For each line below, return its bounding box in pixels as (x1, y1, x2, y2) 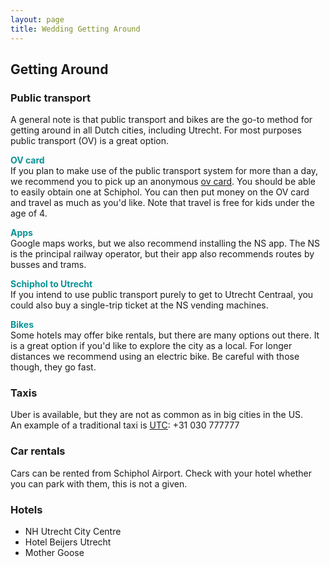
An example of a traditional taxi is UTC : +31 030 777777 (10, 419, 240, 431)
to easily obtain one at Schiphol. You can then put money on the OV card (10, 186, 310, 198)
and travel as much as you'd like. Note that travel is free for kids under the (10, 197, 315, 209)
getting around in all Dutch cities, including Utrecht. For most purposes (10, 124, 302, 136)
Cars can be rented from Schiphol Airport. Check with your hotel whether (10, 467, 313, 479)
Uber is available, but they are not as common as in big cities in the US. (10, 409, 304, 421)
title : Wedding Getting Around (10, 24, 141, 34)
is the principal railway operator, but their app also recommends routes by (10, 248, 315, 260)
